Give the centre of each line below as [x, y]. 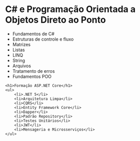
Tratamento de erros [33, 71]
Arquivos [22, 66]
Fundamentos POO [32, 76]
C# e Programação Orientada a [70, 9]
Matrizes [21, 44]
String [19, 60]
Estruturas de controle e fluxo [43, 39]
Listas [18, 50]
